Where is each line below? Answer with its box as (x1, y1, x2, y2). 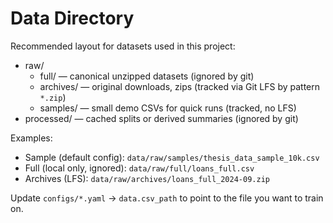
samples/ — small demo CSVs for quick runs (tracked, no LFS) (39, 102, 297, 114)
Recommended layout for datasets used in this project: (10, 40, 236, 52)
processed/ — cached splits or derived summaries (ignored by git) (24, 112, 299, 124)
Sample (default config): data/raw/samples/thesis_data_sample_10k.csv (24, 151, 320, 163)
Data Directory (10, 7, 135, 30)
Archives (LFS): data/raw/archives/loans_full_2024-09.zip (24, 172, 270, 184)
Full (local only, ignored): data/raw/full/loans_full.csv (24, 162, 255, 174)
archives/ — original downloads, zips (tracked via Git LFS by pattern (39, 80, 321, 92)
